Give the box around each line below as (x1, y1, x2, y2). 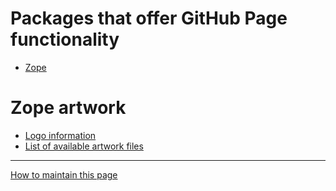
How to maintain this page (10, 168, 118, 181)
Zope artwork (10, 97, 127, 119)
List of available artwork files (24, 140, 144, 152)
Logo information (24, 129, 97, 141)
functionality (10, 28, 120, 51)
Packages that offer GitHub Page (10, 7, 288, 30)
